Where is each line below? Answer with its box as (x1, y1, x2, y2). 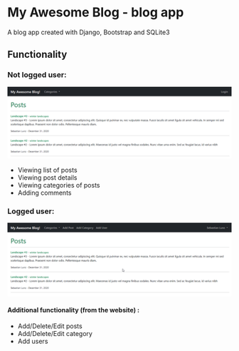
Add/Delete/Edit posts (17, 322, 83, 330)
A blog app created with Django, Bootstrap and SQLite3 (7, 28, 170, 36)
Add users (17, 337, 48, 345)
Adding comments (17, 188, 72, 197)
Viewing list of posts (17, 166, 78, 175)
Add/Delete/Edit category (17, 329, 92, 337)
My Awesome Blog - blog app (7, 4, 184, 21)
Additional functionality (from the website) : (7, 306, 140, 315)
